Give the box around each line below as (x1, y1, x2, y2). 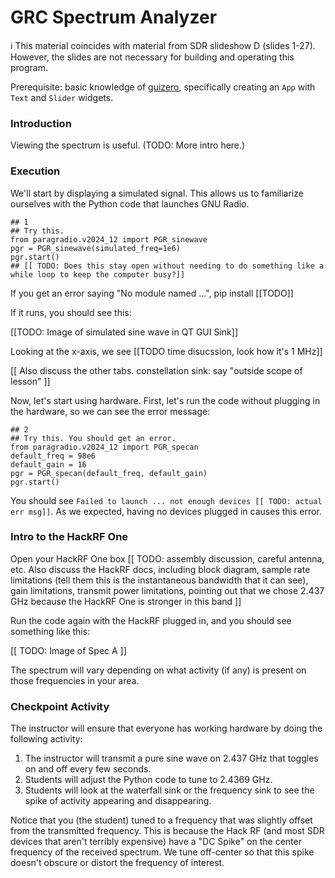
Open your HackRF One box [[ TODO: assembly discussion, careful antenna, (10, 552, 325, 565)
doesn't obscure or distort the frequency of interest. (10, 857, 225, 869)
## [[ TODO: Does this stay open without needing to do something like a (10, 261, 325, 271)
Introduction (10, 116, 72, 130)
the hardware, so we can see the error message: (10, 405, 211, 417)
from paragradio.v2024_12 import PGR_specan (10, 442, 199, 452)
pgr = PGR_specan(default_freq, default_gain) (10, 468, 208, 478)
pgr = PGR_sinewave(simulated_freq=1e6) (10, 243, 182, 253)
